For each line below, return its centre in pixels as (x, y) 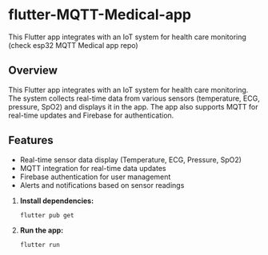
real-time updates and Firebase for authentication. (91, 115)
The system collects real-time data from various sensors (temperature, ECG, (134, 98)
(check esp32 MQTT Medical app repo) (73, 45)
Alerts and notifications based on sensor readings (102, 185)
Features (31, 140)
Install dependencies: (57, 201)
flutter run (40, 245)
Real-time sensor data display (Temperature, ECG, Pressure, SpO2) (131, 159)
